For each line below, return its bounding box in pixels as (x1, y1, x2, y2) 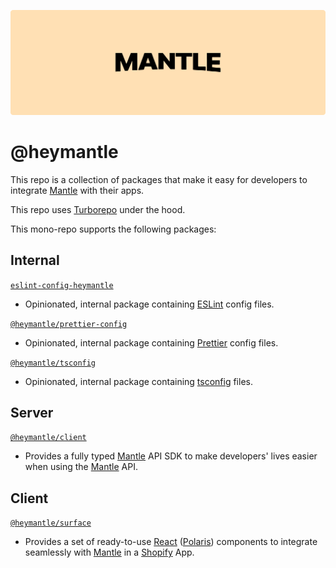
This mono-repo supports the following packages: (10, 223, 217, 235)
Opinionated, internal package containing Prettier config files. (24, 336, 279, 349)
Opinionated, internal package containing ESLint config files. (24, 298, 275, 310)
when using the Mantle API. (24, 461, 138, 473)
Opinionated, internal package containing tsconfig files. (24, 375, 253, 387)
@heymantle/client (10, 433, 87, 443)
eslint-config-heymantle (10, 280, 114, 290)
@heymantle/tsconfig (10, 358, 97, 368)
